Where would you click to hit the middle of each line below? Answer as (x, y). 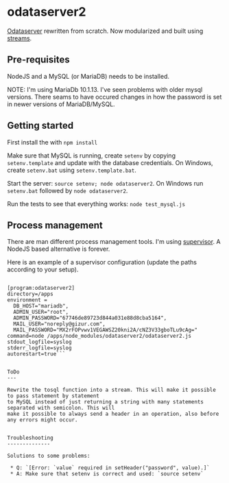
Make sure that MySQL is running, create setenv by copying (92, 156)
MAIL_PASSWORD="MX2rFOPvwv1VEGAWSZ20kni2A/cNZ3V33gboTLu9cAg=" (105, 330)
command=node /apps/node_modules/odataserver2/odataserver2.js (99, 336)
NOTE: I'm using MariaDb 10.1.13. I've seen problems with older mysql (105, 89)
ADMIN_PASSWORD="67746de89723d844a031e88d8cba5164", (90, 318)
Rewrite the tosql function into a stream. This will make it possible (111, 390)
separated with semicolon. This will (61, 408)
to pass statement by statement (53, 396)
